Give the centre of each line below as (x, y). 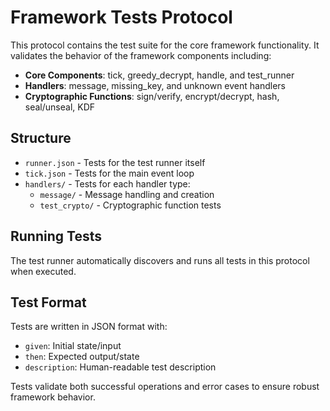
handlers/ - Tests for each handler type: (107, 183)
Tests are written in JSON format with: (89, 327)
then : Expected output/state (82, 357)
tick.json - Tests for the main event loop (109, 173)
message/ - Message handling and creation (127, 194)
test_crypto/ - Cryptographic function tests (130, 205)
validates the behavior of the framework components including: (141, 55)
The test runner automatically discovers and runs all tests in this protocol (160, 260)
